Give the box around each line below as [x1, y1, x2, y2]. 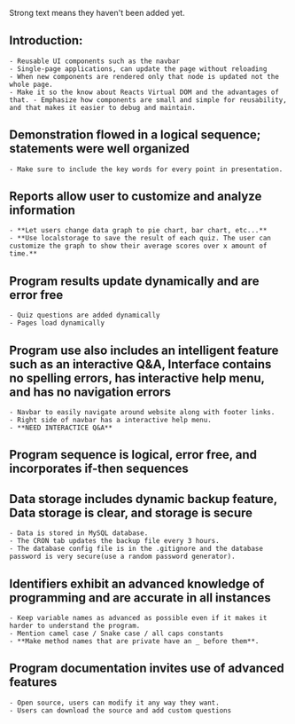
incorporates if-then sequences [9, 461, 189, 476]
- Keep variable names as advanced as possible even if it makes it [9, 614, 268, 623]
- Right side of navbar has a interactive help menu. [9, 416, 213, 425]
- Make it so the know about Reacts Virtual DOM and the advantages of [9, 88, 279, 97]
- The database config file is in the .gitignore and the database [9, 545, 264, 554]
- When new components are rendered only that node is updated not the [9, 72, 279, 81]
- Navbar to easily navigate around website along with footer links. [9, 408, 276, 417]
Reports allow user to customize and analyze [9, 189, 262, 204]
